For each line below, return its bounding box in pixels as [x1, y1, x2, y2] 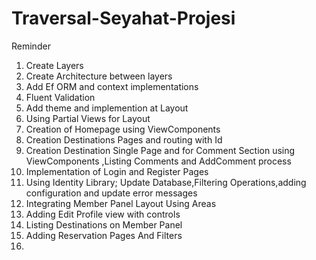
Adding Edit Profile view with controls [25, 208, 181, 220]
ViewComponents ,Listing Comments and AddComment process [25, 155, 292, 167]
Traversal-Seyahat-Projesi [11, 7, 236, 30]
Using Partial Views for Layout [25, 112, 151, 124]
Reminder [11, 40, 51, 52]
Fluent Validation [25, 91, 96, 103]
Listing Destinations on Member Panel [25, 218, 183, 231]
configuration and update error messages [25, 187, 198, 199]
